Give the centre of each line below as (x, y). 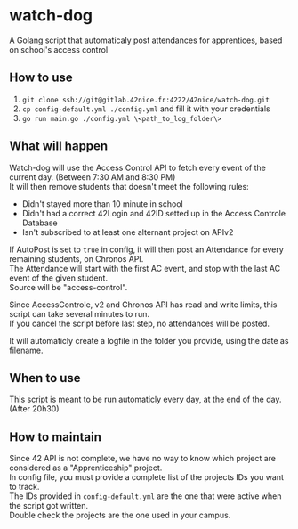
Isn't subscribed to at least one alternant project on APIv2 (128, 232)
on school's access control (59, 49)
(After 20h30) (34, 409)
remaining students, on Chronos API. (77, 258)
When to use (45, 378)
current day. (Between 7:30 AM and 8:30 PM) (93, 177)
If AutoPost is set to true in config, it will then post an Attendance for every (147, 249)
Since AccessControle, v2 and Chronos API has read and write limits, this (143, 305)
